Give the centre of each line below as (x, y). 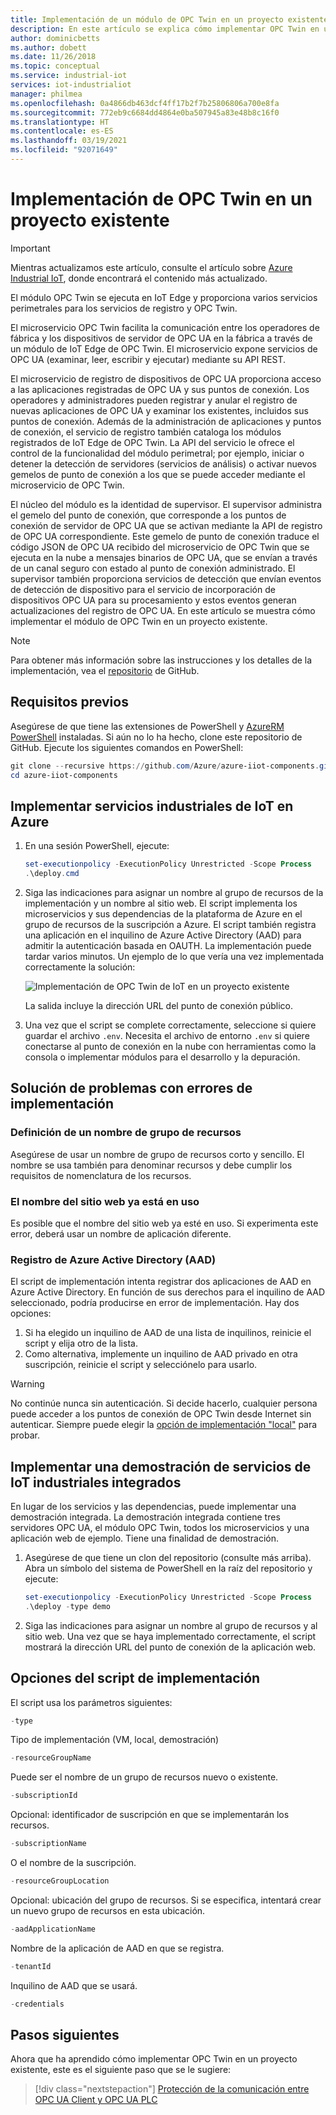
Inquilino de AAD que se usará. (74, 1985)
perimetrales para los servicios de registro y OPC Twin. (124, 308)
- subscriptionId (44, 1796)
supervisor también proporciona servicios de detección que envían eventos (166, 578)
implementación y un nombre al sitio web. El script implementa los (161, 903)
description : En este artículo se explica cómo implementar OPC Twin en (165, 29)
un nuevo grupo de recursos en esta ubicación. (108, 1910)
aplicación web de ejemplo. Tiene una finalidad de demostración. (145, 1538)
